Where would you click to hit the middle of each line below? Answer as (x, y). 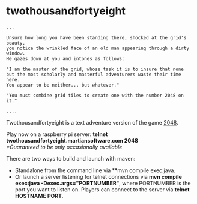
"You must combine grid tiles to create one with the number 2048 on (95, 95)
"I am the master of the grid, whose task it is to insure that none (95, 69)
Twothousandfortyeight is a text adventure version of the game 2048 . (92, 122)
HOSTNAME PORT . (39, 196)
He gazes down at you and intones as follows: (65, 58)
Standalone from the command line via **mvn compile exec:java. (95, 170)
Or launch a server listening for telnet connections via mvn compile (98, 176)
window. (16, 53)
